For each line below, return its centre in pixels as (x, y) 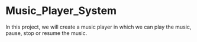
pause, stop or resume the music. (46, 33)
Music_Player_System (61, 11)
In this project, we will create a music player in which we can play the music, (98, 27)
